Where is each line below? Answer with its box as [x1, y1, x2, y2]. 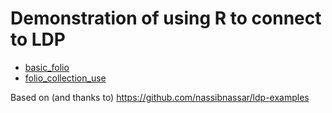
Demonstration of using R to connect [10, 7, 322, 30]
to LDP [10, 28, 66, 51]
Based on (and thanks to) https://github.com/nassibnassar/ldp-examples [10, 91, 310, 103]
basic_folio [24, 61, 70, 73]
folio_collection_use [24, 72, 107, 84]
